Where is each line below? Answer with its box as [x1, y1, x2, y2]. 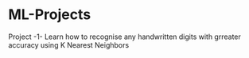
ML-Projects [8, 6, 91, 24]
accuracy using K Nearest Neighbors [8, 40, 130, 49]
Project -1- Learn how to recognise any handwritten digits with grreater [8, 32, 241, 41]
